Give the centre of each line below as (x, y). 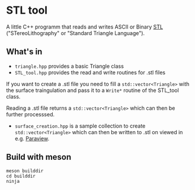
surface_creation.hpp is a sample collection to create (80, 126)
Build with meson (39, 157)
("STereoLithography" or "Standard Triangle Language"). (76, 33)
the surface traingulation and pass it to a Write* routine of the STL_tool (92, 90)
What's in (24, 52)
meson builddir (25, 171)
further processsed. (31, 114)
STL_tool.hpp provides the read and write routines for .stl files (90, 72)
